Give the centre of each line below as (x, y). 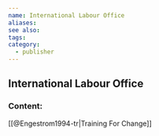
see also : (24, 30)
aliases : (22, 23)
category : (24, 45)
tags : (17, 37)
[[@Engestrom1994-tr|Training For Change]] (80, 123)
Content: (26, 106)
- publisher (35, 52)
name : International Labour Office (67, 15)
